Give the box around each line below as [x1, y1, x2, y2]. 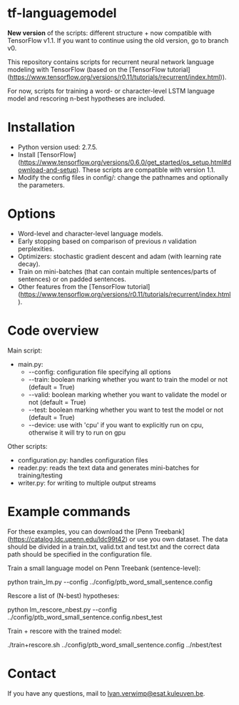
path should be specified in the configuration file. [7, 549, 152, 558]
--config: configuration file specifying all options [28, 367, 171, 376]
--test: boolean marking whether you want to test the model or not [28, 405, 223, 414]
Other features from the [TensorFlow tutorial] [17, 282, 151, 290]
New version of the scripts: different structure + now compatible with [7, 29, 212, 37]
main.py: [17, 360, 44, 368]
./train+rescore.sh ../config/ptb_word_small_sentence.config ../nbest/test [7, 640, 223, 649]
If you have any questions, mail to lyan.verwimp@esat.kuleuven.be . [7, 689, 205, 697]
